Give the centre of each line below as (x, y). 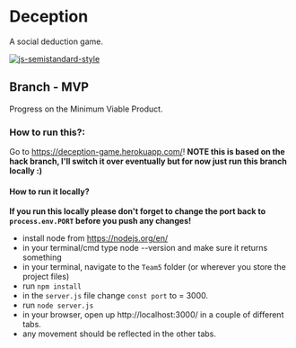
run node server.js (58, 305)
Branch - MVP (49, 87)
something (42, 257)
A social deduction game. (57, 41)
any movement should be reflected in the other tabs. (119, 334)
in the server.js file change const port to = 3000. (115, 296)
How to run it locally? (49, 192)
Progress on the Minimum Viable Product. (86, 109)
